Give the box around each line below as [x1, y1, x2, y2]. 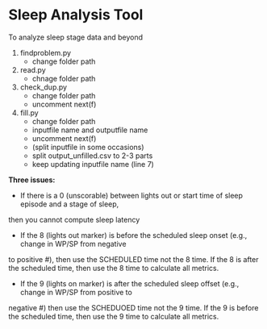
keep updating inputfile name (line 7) [31, 159, 155, 169]
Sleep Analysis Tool [8, 6, 144, 24]
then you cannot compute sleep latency [8, 214, 140, 224]
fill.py [19, 107, 39, 118]
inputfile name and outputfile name [31, 125, 148, 135]
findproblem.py [19, 48, 71, 57]
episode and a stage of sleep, [19, 199, 119, 209]
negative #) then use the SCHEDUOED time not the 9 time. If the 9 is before [8, 302, 259, 312]
